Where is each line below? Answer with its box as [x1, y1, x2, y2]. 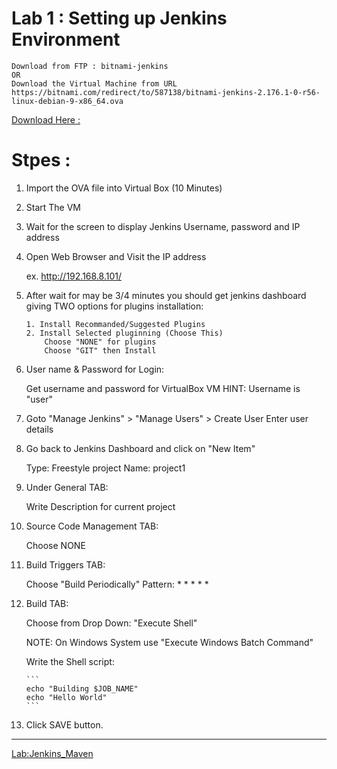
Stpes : [11, 149, 71, 172]
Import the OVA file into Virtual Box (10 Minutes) [25, 182, 223, 194]
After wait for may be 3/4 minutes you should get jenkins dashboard [25, 289, 307, 301]
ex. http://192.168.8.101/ [25, 270, 123, 282]
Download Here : [11, 113, 81, 126]
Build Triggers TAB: [25, 558, 106, 571]
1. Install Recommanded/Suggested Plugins [25, 319, 206, 329]
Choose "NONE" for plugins [44, 337, 157, 347]
